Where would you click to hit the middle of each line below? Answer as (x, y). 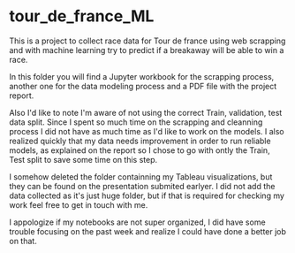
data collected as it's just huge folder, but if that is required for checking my (147, 195)
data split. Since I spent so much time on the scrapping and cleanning (136, 122)
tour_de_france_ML (82, 16)
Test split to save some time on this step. (83, 159)
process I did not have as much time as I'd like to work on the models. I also (147, 131)
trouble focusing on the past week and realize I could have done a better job (148, 231)
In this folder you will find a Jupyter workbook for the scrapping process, (142, 76)
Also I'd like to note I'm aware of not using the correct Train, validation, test (146, 112)
